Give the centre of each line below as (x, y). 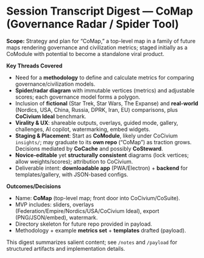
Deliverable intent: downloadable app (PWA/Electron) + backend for (101, 168)
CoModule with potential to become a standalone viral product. (85, 54)
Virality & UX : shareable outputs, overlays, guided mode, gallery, (97, 122)
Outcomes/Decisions (33, 186)
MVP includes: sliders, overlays (55, 204)
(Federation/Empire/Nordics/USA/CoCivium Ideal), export (87, 211)
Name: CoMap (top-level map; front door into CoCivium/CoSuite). (98, 198)
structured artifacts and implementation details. (66, 248)
